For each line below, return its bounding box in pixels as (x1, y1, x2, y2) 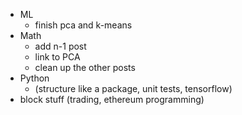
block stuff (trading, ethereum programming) (19, 94, 205, 105)
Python (19, 72, 50, 84)
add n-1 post (34, 40, 87, 52)
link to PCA (34, 51, 81, 63)
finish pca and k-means (34, 19, 133, 31)
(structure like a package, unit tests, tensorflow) (34, 83, 233, 94)
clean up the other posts (34, 62, 136, 73)
